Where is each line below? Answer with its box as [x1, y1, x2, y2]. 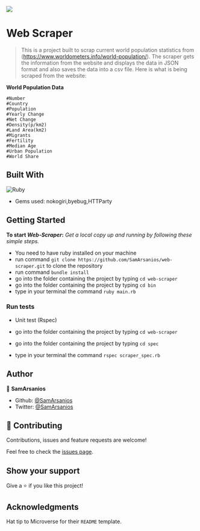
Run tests [6, 302, 35, 311]
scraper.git [14, 263, 45, 269]
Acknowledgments [6, 501, 80, 512]
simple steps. [6, 237, 39, 244]
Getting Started [6, 215, 66, 226]
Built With [6, 170, 44, 180]
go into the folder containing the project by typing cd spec [14, 340, 159, 347]
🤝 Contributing [6, 421, 63, 431]
